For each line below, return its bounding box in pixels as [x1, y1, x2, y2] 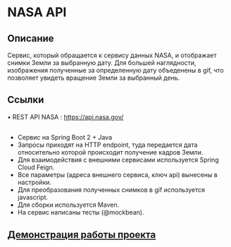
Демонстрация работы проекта [7, 229, 156, 241]
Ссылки [7, 94, 44, 106]
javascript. [17, 193, 48, 202]
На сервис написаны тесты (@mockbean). [17, 208, 144, 217]
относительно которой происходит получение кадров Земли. [17, 148, 204, 157]
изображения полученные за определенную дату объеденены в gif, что [7, 66, 224, 74]
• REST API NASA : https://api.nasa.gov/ [7, 112, 124, 121]
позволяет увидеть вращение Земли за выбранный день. [7, 73, 180, 82]
